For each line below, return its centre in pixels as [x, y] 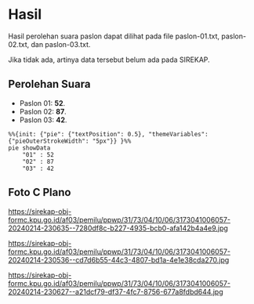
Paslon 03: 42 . [43, 120]
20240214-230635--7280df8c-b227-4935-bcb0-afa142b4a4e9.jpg [118, 228]
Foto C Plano [40, 192]
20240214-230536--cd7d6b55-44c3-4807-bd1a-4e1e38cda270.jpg [119, 259]
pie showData [29, 148]
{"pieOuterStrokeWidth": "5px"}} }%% [70, 141]
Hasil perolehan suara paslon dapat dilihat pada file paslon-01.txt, [114, 36]
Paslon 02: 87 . [43, 111]
